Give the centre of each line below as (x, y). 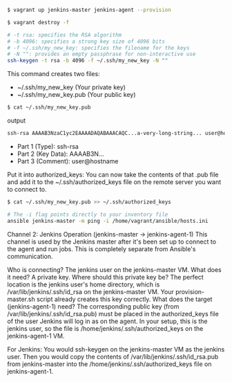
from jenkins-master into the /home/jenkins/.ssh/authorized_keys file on (109, 364)
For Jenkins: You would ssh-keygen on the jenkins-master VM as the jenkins (116, 349)
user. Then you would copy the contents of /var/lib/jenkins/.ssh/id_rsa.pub (113, 356)
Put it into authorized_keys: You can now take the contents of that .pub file (113, 174)
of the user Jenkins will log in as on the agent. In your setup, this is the (107, 321)
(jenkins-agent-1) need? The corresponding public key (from (93, 306)
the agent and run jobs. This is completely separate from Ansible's (101, 248)
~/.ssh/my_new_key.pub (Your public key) (76, 95)
